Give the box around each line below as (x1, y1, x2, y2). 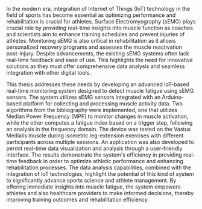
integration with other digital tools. (6, 69, 92, 76)
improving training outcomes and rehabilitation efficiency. (6, 196, 150, 203)
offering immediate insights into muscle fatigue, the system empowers (6, 183, 181, 190)
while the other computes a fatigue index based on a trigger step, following (6, 119, 193, 126)
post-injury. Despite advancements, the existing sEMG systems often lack (6, 50, 189, 57)
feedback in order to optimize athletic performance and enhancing (18, 158, 184, 164)
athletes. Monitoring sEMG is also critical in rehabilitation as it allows (6, 37, 176, 44)
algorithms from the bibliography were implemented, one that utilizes (6, 107, 178, 113)
